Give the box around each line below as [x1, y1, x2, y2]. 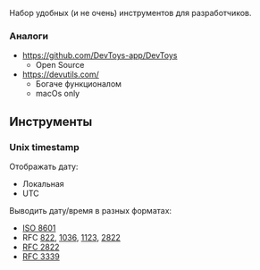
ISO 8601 [21, 223, 56, 233]
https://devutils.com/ [21, 69, 100, 80]
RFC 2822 [21, 241, 60, 252]
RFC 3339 [21, 250, 60, 262]
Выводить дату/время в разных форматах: [9, 205, 172, 215]
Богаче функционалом [35, 79, 122, 89]
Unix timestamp [9, 140, 80, 153]
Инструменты [9, 114, 93, 129]
